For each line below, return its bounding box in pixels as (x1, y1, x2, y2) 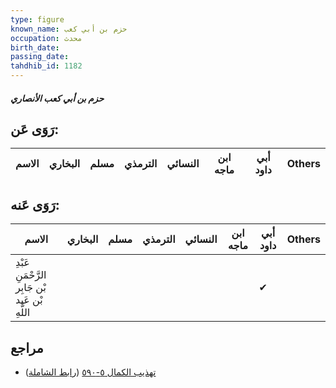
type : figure (10, 14, 65, 25)
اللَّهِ (15, 306, 31, 320)
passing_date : (10, 52, 70, 62)
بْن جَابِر (15, 281, 47, 295)
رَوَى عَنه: (10, 196, 60, 213)
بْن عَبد (15, 293, 43, 307)
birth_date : (10, 42, 60, 53)
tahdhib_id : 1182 (10, 61, 83, 71)
